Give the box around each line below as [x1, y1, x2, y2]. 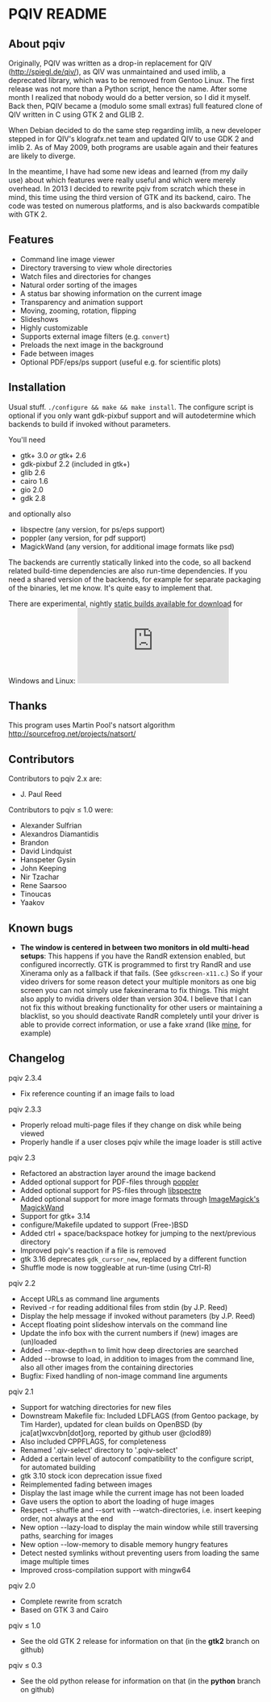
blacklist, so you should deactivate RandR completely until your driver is [19, 1012, 260, 1021]
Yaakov [19, 898, 45, 907]
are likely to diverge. [8, 151, 76, 161]
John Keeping [19, 864, 67, 874]
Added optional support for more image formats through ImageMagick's [19, 1194, 260, 1203]
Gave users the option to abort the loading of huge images [19, 1496, 215, 1506]
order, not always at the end [19, 1513, 114, 1523]
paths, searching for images [19, 1530, 114, 1541]
